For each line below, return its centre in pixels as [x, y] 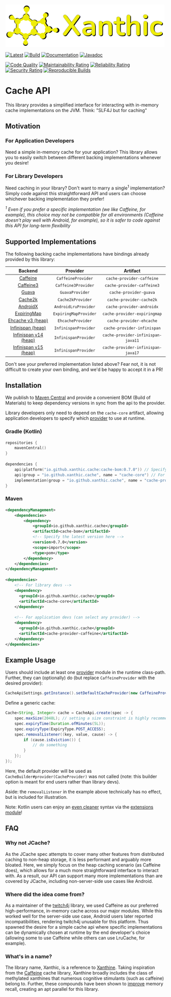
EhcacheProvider [75, 321]
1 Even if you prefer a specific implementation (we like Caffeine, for [76, 209]
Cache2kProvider [75, 300]
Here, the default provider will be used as [49, 771]
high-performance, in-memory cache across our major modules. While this [84, 910]
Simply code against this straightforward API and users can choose [76, 193]
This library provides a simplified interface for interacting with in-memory [82, 105]
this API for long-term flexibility [38, 226]
